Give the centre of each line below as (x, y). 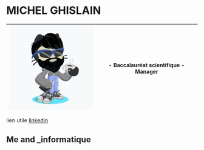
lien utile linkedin (27, 120)
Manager (147, 71)
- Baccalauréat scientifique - (147, 65)
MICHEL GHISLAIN (54, 11)
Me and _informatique (49, 139)
